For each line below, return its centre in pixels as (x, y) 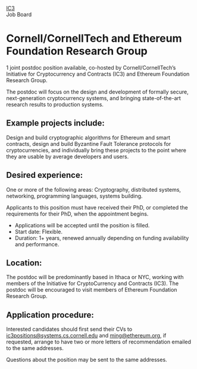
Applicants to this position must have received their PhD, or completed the (97, 207)
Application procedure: (50, 315)
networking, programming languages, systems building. (74, 196)
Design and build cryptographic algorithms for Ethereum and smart (88, 137)
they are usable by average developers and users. (68, 157)
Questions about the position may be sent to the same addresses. (87, 360)
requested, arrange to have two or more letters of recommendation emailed (99, 342)
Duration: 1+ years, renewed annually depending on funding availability (102, 238)
